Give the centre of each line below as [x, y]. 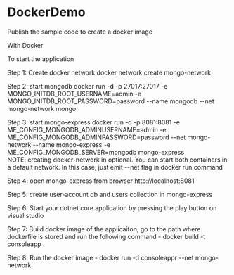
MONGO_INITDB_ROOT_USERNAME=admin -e [74, 94]
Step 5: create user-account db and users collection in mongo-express [110, 194]
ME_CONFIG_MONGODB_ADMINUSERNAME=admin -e [87, 129]
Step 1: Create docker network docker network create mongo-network [109, 72]
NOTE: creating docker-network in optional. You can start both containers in [117, 160]
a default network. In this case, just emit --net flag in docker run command [115, 167]
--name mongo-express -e [72, 144]
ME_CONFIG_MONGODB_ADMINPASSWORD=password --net [97, 137]
